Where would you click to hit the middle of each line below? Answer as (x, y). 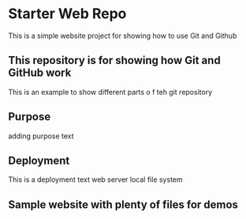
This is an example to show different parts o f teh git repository (110, 92)
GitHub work (40, 73)
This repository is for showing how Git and (114, 60)
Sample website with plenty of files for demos (123, 204)
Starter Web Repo (67, 14)
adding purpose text (41, 136)
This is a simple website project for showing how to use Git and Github (123, 36)
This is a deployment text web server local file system (95, 179)
